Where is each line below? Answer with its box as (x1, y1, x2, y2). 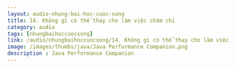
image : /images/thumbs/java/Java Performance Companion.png (7, 43, 189, 50)
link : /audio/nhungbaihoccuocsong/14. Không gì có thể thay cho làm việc (7, 37, 230, 44)
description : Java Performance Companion (7, 50, 134, 57)
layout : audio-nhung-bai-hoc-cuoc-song (7, 10, 125, 18)
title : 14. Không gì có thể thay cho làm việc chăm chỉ (7, 17, 175, 24)
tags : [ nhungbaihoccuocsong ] (7, 30, 93, 38)
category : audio (7, 23, 55, 30)
